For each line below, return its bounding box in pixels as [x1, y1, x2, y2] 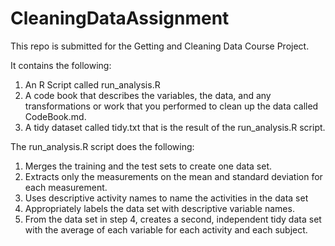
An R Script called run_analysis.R [24, 78, 161, 91]
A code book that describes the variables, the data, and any [24, 89, 272, 101]
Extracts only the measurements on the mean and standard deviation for [24, 170, 323, 182]
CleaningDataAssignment [10, 7, 230, 30]
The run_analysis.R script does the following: [10, 140, 195, 152]
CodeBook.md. [24, 110, 87, 122]
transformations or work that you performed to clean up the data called [24, 100, 319, 112]
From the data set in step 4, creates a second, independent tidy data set [24, 213, 322, 225]
